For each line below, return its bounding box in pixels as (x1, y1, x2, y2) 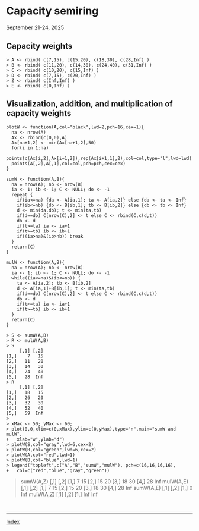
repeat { (11, 191, 33, 197)
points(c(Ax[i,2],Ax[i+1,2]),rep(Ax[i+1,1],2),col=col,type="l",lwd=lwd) (6, 155, 192, 161)
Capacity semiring (6, 4, 99, 18)
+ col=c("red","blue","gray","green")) (6, 467, 110, 473)
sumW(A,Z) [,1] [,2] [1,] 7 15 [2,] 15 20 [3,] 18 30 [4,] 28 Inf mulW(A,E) (20, 477, 188, 485)
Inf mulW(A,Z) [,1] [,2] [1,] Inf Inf (20, 491, 98, 498)
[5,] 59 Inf (6, 410, 44, 416)
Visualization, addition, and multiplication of (6, 99, 173, 109)
